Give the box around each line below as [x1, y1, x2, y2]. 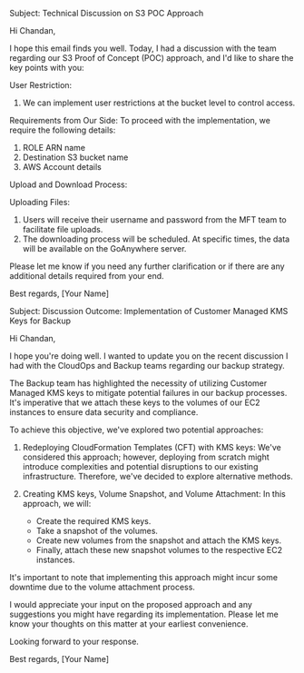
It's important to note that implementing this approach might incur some [9, 572, 279, 582]
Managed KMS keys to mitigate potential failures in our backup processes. [9, 388, 288, 398]
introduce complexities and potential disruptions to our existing [22, 461, 259, 471]
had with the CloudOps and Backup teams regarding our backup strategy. [9, 361, 285, 371]
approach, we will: [22, 499, 92, 509]
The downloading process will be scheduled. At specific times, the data [22, 233, 290, 244]
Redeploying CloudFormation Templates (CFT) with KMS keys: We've [22, 442, 281, 452]
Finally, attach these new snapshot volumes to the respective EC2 [35, 545, 283, 555]
